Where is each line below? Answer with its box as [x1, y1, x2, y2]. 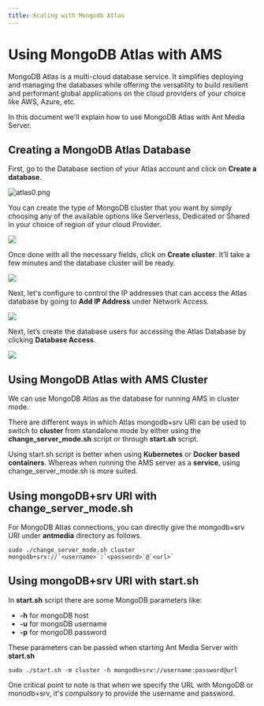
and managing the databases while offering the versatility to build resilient [8, 80, 248, 89]
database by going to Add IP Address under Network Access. [8, 297, 209, 306]
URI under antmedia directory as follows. [8, 531, 142, 540]
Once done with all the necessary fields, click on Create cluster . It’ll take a [8, 250, 251, 260]
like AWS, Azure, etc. [8, 96, 76, 106]
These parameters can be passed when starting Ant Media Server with [8, 642, 238, 652]
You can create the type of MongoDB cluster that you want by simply [8, 203, 232, 213]
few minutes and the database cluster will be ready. [8, 258, 176, 268]
